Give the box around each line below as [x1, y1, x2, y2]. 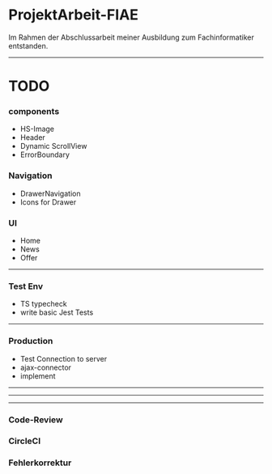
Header [19, 133, 46, 142]
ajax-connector [19, 362, 71, 372]
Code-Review [8, 414, 63, 425]
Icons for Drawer [19, 197, 77, 207]
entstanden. [8, 40, 49, 50]
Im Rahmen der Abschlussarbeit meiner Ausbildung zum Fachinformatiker [8, 32, 255, 42]
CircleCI [8, 435, 41, 446]
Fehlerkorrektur [8, 457, 72, 468]
